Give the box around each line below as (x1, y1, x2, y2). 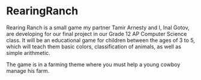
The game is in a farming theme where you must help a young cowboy (6, 61, 181, 68)
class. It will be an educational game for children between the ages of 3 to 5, (6, 36, 195, 44)
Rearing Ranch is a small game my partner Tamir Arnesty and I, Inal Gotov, (6, 24, 190, 31)
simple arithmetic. (6, 49, 51, 56)
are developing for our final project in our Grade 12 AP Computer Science (6, 30, 187, 37)
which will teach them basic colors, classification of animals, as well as (6, 43, 182, 50)
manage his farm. (6, 67, 50, 74)
